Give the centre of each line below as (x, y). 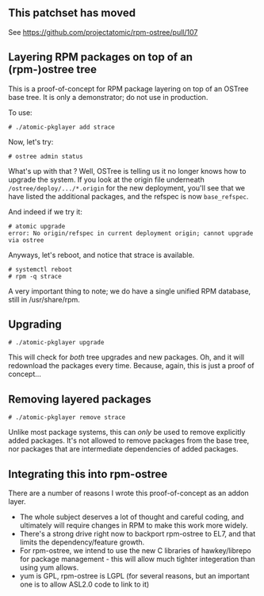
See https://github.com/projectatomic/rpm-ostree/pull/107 (103, 32)
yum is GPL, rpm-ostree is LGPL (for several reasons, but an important (134, 576)
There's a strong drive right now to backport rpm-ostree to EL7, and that (138, 534)
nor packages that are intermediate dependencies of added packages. (123, 449)
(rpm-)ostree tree (53, 69)
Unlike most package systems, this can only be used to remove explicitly (127, 433)
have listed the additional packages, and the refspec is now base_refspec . (128, 196)
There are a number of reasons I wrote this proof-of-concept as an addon (129, 493)
